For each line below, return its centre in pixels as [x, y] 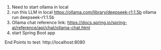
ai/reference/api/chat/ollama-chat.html [51, 28]
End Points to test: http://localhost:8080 [45, 42]
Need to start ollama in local [40, 7]
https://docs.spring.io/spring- [97, 22]
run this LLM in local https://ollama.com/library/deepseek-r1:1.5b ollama [84, 12]
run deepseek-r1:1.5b [33, 17]
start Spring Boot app [33, 33]
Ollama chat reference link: [39, 22]
